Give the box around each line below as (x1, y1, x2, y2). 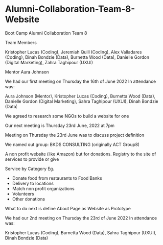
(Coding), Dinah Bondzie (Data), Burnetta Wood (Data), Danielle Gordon (5, 54, 149, 60)
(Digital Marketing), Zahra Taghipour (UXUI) (5, 59, 93, 65)
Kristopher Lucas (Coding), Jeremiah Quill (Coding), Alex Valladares (5, 49, 142, 55)
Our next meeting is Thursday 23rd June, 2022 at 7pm (5, 122, 115, 128)
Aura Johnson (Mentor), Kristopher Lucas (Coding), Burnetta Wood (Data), (5, 93, 156, 99)
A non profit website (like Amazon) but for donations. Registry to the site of (5, 151, 156, 157)
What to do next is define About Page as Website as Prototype (5, 205, 131, 211)
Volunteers (12, 191, 34, 196)
